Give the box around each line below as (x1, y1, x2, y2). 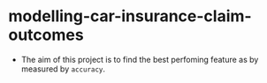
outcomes (8, 25, 85, 45)
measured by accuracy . (20, 64, 106, 74)
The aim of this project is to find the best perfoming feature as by (20, 54, 259, 64)
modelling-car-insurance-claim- (8, 6, 253, 26)
